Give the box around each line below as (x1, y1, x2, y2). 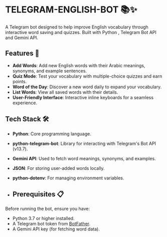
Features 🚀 (5, 49, 40, 58)
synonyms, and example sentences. (12, 68, 87, 74)
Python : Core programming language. (12, 131, 91, 137)
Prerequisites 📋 (12, 190, 64, 198)
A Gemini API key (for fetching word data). (12, 226, 100, 232)
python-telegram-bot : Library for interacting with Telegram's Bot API (12, 140, 156, 146)
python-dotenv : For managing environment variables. (12, 175, 124, 181)
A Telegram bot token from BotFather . (12, 221, 91, 227)
